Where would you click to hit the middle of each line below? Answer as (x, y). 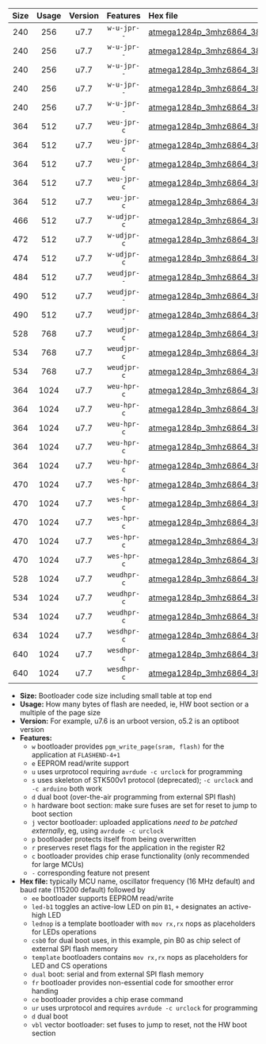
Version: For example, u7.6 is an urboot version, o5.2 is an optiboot (129, 721)
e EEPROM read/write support (80, 763)
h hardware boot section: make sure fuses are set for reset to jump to (144, 805)
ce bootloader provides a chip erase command (107, 999)
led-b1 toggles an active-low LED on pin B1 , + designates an (129, 907)
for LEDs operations (64, 932)
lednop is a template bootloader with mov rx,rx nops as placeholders (143, 923)
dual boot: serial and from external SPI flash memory (118, 974)
